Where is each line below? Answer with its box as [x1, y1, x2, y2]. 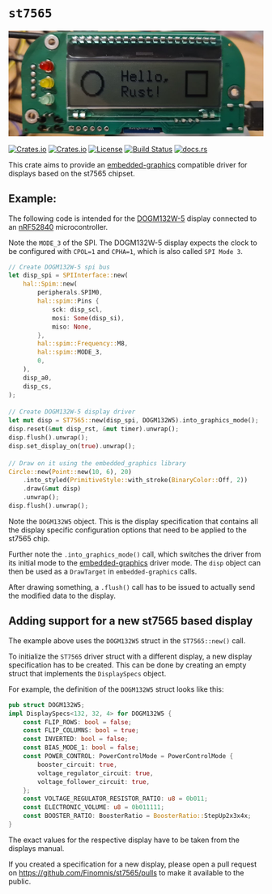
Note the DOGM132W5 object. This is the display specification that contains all [8, 516, 259, 526]
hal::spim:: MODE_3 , [37, 348, 104, 357]
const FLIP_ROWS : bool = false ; [23, 718, 132, 727]
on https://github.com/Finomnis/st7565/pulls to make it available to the [8, 867, 244, 877]
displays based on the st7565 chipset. [8, 168, 135, 178]
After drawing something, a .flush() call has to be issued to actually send [8, 582, 255, 591]
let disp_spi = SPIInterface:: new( [8, 271, 129, 280]
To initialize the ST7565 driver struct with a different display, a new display [8, 651, 253, 661]
